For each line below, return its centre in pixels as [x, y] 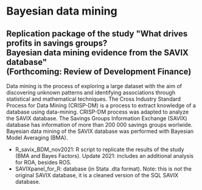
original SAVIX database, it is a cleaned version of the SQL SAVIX [97, 175]
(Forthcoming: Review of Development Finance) [99, 71]
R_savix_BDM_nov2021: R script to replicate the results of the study [99, 149]
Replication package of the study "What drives [97, 34]
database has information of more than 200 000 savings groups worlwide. [99, 125]
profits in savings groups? [57, 43]
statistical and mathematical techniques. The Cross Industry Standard [94, 99]
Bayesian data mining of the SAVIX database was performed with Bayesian [100, 131]
